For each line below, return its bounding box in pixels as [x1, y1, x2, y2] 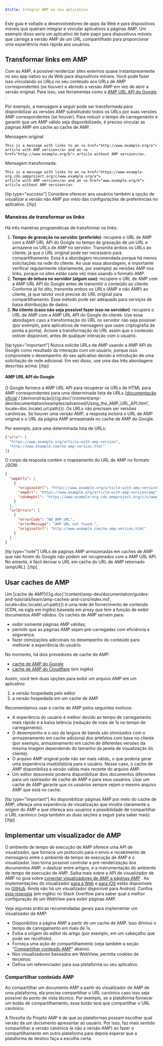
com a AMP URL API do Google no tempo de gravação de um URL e [12, 239, 148, 245]
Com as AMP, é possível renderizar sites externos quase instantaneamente [5, 68, 155, 74]
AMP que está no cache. [12, 787, 62, 793]
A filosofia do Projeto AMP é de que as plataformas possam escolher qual [5, 1015, 153, 1021]
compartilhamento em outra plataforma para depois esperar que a [5, 1030, 137, 1036]
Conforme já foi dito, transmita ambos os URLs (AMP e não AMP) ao [12, 286, 148, 292]
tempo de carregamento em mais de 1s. [12, 925, 91, 931]
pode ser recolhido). [12, 936, 53, 942]
